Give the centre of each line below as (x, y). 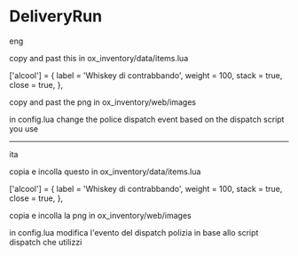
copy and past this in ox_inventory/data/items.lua (99, 58)
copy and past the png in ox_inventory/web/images (103, 102)
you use (24, 128)
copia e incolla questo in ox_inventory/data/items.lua (105, 172)
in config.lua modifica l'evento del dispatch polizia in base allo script (134, 232)
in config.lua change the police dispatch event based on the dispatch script (147, 119)
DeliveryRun (56, 16)
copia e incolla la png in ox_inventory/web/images (101, 215)
